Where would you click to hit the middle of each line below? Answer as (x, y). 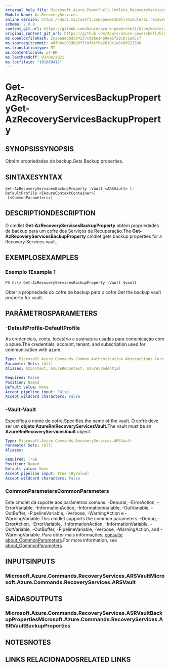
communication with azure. (34, 350)
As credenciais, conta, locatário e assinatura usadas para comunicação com (85, 339)
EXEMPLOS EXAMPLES (42, 258)
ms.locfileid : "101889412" (34, 62)
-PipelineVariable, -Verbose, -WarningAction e (76, 513)
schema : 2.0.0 (20, 24)
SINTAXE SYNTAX (34, 177)
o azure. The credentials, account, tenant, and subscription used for (75, 344)
